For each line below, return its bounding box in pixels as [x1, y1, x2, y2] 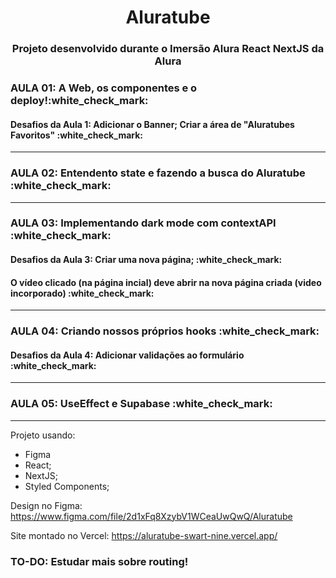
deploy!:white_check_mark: [10, 94, 149, 108]
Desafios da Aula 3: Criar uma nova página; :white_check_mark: [10, 254, 283, 266]
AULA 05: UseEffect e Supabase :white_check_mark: [10, 397, 273, 411]
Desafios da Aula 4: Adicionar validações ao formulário [10, 349, 245, 361]
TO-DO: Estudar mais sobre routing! [10, 554, 189, 568]
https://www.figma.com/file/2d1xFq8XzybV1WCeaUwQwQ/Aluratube [10, 510, 293, 522]
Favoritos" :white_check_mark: [10, 129, 143, 141]
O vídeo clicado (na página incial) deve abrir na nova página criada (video [10, 276, 322, 288]
